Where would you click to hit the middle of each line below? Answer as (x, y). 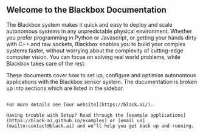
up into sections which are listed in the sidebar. (65, 88)
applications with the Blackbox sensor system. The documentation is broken (102, 81)
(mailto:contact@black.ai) (40, 126)
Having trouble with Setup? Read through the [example (77, 115)
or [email (122, 120)
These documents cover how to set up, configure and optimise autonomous (101, 75)
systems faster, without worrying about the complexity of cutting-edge (95, 50)
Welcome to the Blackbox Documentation (87, 10)
